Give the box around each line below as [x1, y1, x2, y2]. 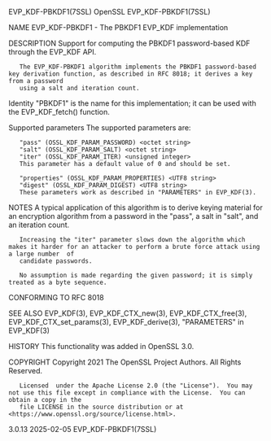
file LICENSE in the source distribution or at [19, 403, 184, 411]
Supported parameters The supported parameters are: [8, 123, 191, 133]
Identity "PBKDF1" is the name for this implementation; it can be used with [8, 98, 256, 108]
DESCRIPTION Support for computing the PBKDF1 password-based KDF [8, 38, 251, 48]
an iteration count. [8, 220, 70, 229]
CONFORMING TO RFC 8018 [8, 293, 104, 302]
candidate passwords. [19, 257, 93, 265]
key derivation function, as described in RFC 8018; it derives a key [8, 70, 253, 78]
